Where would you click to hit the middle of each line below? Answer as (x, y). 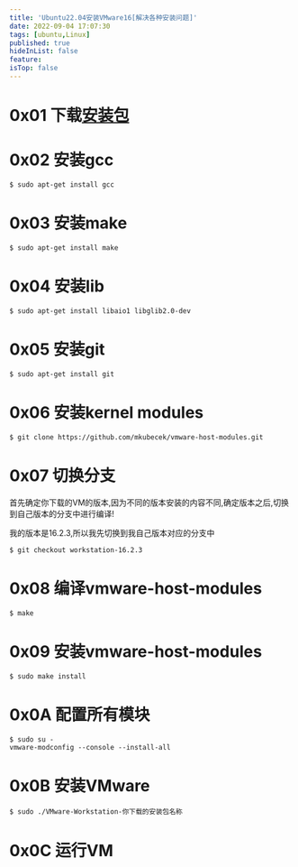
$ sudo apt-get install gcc (62, 185)
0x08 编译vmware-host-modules (136, 588)
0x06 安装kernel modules (107, 412)
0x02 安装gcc (62, 160)
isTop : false (34, 69)
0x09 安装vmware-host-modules (136, 651)
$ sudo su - (32, 739)
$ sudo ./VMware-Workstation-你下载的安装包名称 (96, 812)
